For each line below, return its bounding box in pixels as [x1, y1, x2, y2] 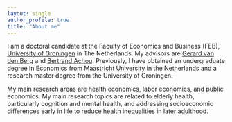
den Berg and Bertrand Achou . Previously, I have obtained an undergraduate [7, 57, 225, 65]
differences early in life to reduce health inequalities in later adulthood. [7, 107, 209, 115]
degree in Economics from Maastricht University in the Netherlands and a [7, 64, 217, 73]
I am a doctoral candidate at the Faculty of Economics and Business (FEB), [7, 42, 220, 51]
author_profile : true [7, 17, 70, 24]
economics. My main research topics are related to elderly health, [7, 92, 195, 101]
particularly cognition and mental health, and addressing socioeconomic [7, 100, 213, 108]
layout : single [7, 10, 51, 17]
